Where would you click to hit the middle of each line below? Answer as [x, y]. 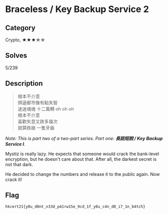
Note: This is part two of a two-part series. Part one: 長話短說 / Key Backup [84, 138]
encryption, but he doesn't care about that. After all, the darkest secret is [81, 159]
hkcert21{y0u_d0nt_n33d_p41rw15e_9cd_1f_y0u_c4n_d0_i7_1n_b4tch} [75, 207]
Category [20, 28]
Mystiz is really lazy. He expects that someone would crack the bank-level [82, 154]
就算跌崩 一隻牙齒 [36, 128]
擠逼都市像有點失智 [38, 102]
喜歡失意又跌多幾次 [38, 121]
